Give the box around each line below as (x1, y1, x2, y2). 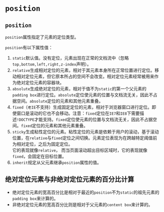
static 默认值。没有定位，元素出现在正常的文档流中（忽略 (12, 55, 129, 61)
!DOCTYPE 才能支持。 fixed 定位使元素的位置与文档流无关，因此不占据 (16, 117, 153, 122)
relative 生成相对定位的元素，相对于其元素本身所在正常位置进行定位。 (12, 67, 155, 73)
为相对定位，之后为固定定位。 (12, 141, 73, 147)
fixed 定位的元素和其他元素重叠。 (21, 122, 88, 128)
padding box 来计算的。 (12, 195, 58, 201)
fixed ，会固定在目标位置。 (12, 153, 67, 159)
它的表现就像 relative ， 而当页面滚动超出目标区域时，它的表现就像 (12, 147, 148, 153)
